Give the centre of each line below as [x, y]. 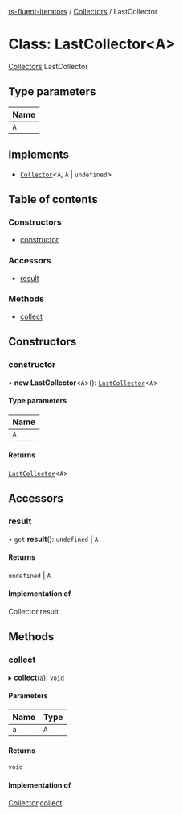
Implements [39, 155]
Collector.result [33, 612]
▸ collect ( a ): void [37, 677]
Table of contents [53, 199]
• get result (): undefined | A [53, 539]
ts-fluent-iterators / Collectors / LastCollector [83, 12]
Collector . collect [35, 803]
